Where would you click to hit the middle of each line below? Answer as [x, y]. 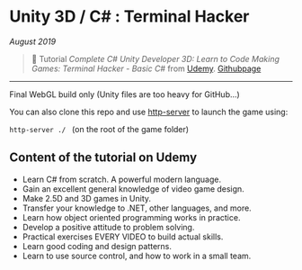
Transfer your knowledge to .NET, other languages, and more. [137, 208]
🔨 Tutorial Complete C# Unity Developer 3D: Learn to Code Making [155, 58]
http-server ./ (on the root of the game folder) [99, 129]
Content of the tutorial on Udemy [103, 158]
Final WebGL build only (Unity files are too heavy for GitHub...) [124, 94]
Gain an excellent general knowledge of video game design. [133, 189]
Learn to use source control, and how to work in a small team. [137, 256]
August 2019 [33, 41]
